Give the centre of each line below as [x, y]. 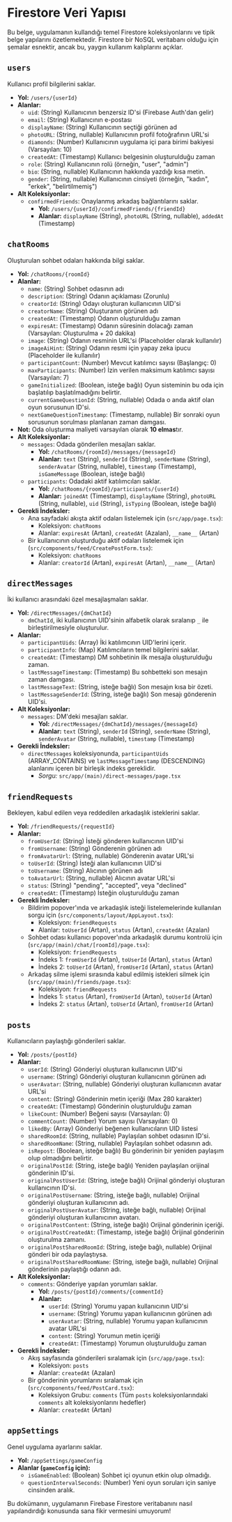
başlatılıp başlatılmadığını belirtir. [75, 392]
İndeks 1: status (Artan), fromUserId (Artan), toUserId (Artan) [125, 997]
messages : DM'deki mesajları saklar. [78, 716]
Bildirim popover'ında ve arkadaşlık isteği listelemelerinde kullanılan [124, 908]
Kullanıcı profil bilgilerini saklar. [52, 84]
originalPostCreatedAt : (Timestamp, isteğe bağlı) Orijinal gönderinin [126, 1232]
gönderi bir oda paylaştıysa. [68, 1254]
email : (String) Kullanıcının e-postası [80, 119]
